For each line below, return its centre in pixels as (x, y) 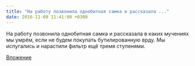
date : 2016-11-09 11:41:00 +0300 (47, 17)
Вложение (19, 57)
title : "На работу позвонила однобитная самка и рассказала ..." (88, 11)
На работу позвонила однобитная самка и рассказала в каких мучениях (97, 33)
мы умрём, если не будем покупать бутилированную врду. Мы (86, 40)
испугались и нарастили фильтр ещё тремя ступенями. (76, 46)
